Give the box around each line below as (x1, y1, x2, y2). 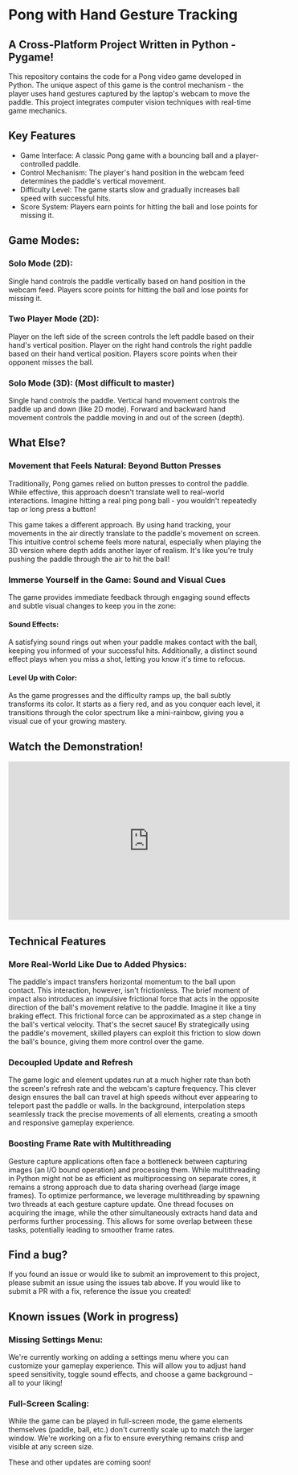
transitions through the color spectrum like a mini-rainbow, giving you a (8, 708, 244, 717)
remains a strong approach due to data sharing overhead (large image (8, 1182, 241, 1192)
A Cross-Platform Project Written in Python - (8, 38, 237, 52)
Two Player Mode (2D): (8, 313, 100, 324)
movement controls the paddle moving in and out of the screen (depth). (8, 413, 245, 423)
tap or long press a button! (8, 504, 96, 514)
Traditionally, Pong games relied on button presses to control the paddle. (8, 478, 249, 488)
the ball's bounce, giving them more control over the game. (8, 1036, 205, 1046)
